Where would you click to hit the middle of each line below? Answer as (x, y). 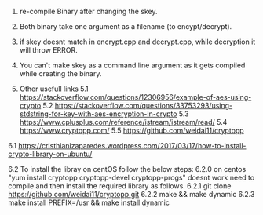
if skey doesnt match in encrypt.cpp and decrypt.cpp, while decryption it (137, 42)
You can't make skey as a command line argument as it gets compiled (132, 65)
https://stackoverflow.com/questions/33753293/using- (144, 106)
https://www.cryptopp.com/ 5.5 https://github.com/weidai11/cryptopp (132, 130)
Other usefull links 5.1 (54, 89)
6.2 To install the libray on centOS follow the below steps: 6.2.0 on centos (127, 169)
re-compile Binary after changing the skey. (88, 11)
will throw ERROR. (48, 50)
